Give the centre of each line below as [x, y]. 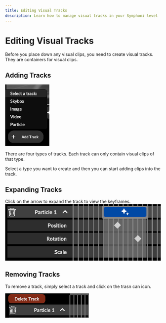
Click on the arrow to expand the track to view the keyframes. [68, 202]
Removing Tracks [33, 275]
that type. [15, 159]
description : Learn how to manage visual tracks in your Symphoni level [82, 16]
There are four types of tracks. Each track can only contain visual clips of [80, 154]
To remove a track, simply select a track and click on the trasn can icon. [78, 286]
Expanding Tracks [34, 190]
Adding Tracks [28, 75]
